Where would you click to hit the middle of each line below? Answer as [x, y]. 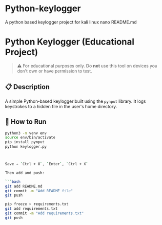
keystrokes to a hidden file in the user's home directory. [61, 106]
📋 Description [27, 87]
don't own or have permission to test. [54, 71]
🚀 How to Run [26, 122]
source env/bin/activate [30, 137]
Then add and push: [25, 173]
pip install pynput [25, 142]
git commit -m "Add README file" [39, 191]
